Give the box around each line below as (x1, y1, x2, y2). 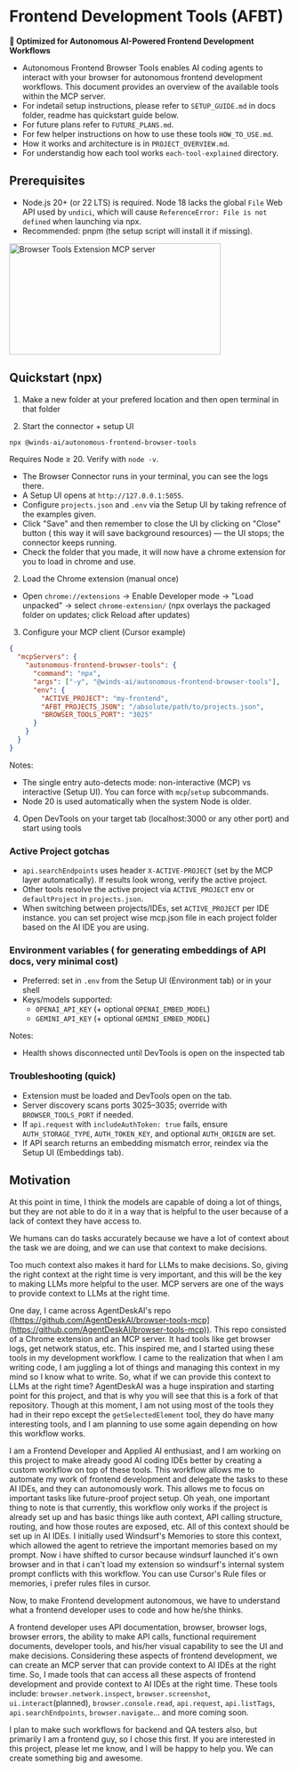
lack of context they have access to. (9, 1215, 142, 1226)
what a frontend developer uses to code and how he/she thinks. (9, 1605, 244, 1615)
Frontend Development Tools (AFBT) (9, 6, 284, 27)
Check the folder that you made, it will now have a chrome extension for (21, 547, 286, 557)
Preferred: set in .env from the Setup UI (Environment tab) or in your (21, 975, 272, 986)
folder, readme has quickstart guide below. (21, 110, 180, 120)
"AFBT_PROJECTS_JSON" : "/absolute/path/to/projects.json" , (41, 702, 265, 711)
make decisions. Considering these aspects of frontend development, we (9, 1650, 278, 1661)
